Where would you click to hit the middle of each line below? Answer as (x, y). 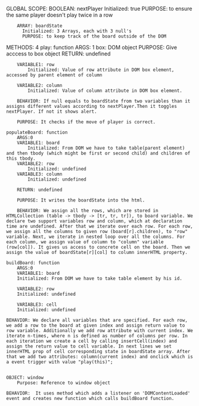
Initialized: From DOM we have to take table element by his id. (100, 278)
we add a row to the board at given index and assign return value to (96, 326)
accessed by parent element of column (54, 75)
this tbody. (21, 159)
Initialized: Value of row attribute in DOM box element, (101, 70)
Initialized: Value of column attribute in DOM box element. (105, 91)
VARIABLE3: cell (37, 305)
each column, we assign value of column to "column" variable (85, 242)
